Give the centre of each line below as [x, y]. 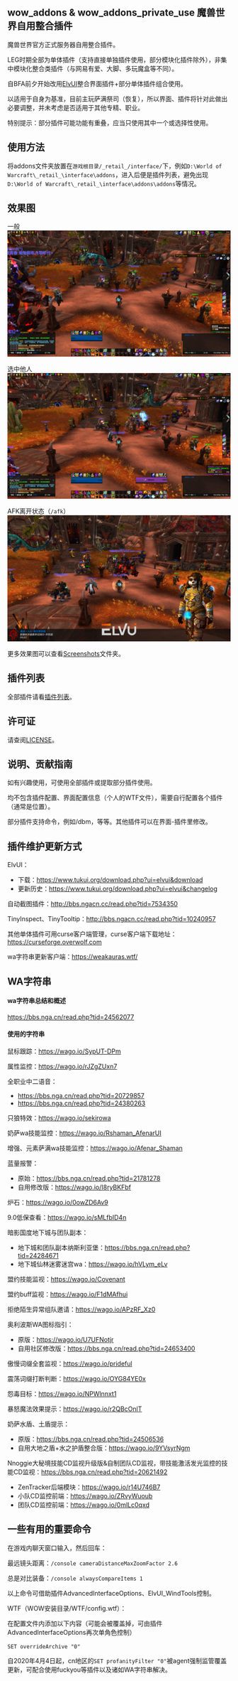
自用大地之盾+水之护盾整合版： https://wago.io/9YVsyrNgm [104, 1448]
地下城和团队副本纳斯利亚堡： [61, 1247]
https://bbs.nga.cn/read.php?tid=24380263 [81, 1103]
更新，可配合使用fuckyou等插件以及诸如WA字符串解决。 [90, 1670]
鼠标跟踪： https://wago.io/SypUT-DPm [64, 1051]
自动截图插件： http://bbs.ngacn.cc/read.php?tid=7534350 [93, 904]
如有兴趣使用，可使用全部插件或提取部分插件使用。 [82, 783]
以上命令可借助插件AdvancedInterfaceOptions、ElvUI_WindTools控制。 [112, 1593]
